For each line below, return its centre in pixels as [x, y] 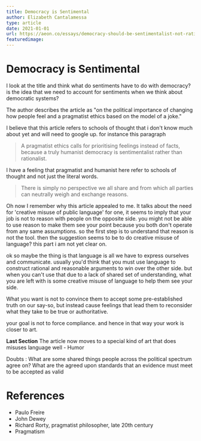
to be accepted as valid [35, 372]
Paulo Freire [30, 412]
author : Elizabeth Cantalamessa [46, 17]
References [35, 396]
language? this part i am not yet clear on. [57, 244]
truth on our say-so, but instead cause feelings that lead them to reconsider [99, 305]
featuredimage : [25, 39]
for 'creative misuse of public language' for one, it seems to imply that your [99, 212]
